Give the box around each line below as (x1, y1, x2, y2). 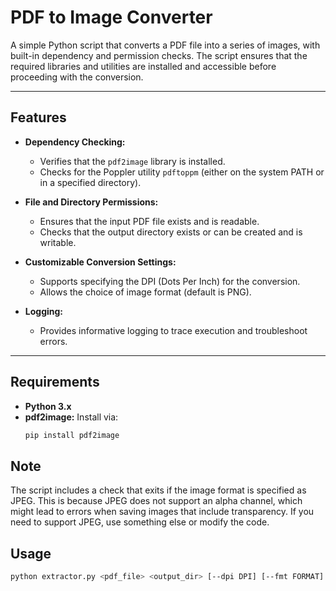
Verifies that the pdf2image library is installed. (39, 155, 226, 167)
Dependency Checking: (24, 136, 126, 148)
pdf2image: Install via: (24, 411, 119, 423)
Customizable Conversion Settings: (24, 256, 177, 268)
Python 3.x (24, 400, 72, 412)
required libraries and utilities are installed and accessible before (10, 60, 277, 72)
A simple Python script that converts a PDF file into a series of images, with (10, 39, 321, 51)
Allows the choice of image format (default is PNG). (39, 286, 252, 298)
